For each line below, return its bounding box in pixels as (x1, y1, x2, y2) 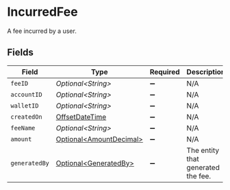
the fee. (186, 171, 212, 180)
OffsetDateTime (55, 112, 107, 121)
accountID (10, 91, 42, 98)
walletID (10, 102, 39, 110)
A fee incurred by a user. (7, 27, 77, 35)
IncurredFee (7, 4, 78, 20)
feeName (10, 124, 36, 132)
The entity (186, 145, 220, 155)
